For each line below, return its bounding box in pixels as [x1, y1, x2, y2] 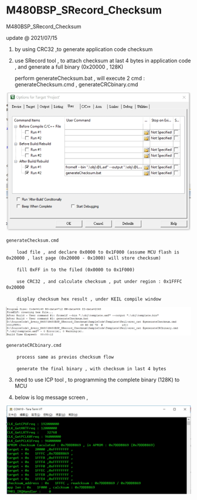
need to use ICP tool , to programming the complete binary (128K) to [14, 376, 180, 383]
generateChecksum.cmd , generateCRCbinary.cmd [14, 80, 138, 88]
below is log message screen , [14, 394, 89, 401]
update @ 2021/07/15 [6, 34, 57, 41]
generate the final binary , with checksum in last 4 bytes [16, 366, 167, 372]
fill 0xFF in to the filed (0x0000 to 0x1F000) [16, 266, 135, 273]
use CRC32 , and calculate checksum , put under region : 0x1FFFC [16, 278, 182, 285]
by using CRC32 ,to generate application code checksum [14, 45, 153, 53]
